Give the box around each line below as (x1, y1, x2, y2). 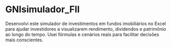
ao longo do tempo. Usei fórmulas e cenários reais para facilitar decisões (5, 31, 159, 37)
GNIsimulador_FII (5, 4, 80, 15)
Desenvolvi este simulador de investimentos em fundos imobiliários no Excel (5, 20, 166, 27)
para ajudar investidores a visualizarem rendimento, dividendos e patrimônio (5, 26, 166, 32)
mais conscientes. (5, 37, 43, 43)
